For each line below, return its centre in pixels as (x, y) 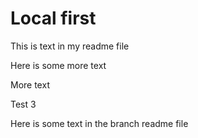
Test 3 (23, 104)
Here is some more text (58, 65)
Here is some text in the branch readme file (99, 123)
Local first (53, 18)
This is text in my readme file (70, 46)
